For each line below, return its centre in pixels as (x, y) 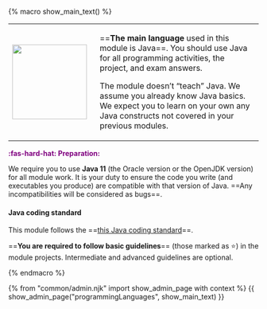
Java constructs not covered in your (167, 116)
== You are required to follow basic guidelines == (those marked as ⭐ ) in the (133, 246)
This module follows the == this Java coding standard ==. (101, 230)
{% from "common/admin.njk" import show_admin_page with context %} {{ (131, 288)
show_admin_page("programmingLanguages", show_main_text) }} (116, 297)
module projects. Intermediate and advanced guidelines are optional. (121, 257)
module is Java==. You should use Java (174, 48)
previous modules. (134, 125)
